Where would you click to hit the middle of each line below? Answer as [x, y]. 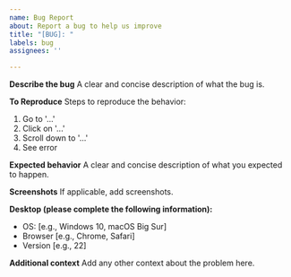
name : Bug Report [42, 17]
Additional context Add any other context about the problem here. [132, 263]
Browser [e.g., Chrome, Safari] [78, 236]
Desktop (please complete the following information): [111, 209]
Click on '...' [43, 129]
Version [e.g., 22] [54, 246]
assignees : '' [36, 51]
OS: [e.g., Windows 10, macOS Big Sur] [94, 227]
